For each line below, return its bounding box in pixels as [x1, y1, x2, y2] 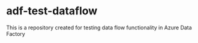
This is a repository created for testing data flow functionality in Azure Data [6, 24, 192, 31]
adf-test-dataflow [6, 4, 98, 18]
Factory [6, 30, 25, 37]
